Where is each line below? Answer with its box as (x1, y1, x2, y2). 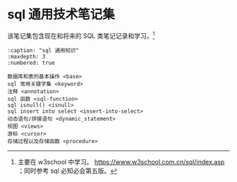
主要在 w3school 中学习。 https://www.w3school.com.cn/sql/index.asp (17, 157, 225, 166)
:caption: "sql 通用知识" (7, 47, 80, 54)
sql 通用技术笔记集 (7, 6, 115, 23)
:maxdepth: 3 (7, 53, 46, 60)
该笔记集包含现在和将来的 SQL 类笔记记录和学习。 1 (7, 30, 155, 40)
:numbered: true (7, 59, 55, 66)
